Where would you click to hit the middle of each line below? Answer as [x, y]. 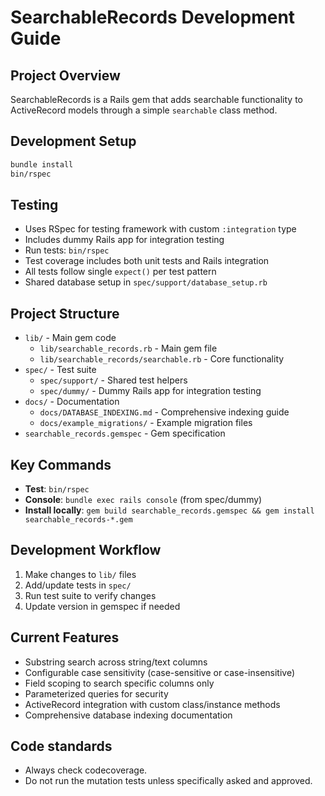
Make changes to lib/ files [80, 574]
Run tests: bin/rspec [67, 250]
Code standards [61, 746]
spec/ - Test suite [60, 370]
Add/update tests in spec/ [78, 585]
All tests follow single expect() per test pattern [120, 272]
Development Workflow [86, 550]
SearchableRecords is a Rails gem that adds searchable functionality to [156, 99]
